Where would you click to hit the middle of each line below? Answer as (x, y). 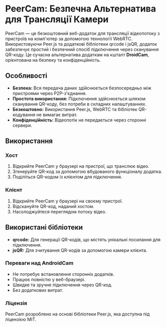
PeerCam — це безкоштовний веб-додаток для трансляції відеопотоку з (82, 33)
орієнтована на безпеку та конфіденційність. (53, 60)
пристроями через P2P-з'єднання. (49, 93)
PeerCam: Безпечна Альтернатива (81, 9)
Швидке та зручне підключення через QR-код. (62, 285)
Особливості (26, 76)
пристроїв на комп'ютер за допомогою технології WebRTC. (69, 39)
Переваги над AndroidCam (39, 263)
